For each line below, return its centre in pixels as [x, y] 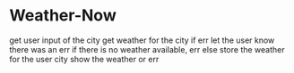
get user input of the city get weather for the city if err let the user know [142, 40]
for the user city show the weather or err [84, 59]
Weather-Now [63, 16]
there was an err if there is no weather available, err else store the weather [147, 49]
